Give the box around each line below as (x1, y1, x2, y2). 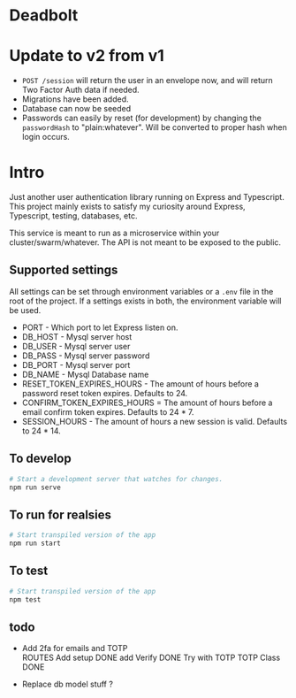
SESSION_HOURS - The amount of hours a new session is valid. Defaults (21, 416, 288, 426)
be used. (9, 304, 42, 315)
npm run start (9, 539, 62, 548)
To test (9, 564, 49, 579)
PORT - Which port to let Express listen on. (21, 322, 178, 333)
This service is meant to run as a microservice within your (9, 227, 220, 239)
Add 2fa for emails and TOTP (21, 643, 128, 654)
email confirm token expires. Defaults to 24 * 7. (21, 406, 194, 417)
